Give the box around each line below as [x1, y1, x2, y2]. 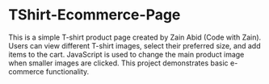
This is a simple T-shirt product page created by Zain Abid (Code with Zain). [8, 32, 262, 42]
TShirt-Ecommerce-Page [8, 6, 181, 24]
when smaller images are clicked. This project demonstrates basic [8, 58, 229, 68]
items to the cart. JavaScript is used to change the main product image [8, 49, 245, 59]
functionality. [45, 66, 90, 76]
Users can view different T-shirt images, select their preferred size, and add [8, 40, 261, 50]
